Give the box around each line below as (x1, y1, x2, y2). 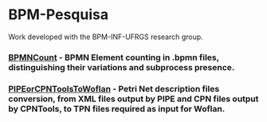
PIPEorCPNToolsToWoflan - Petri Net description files (8, 83, 220, 94)
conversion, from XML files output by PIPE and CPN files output (8, 93, 259, 104)
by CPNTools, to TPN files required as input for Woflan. (8, 103, 226, 114)
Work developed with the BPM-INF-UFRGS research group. (8, 32, 203, 41)
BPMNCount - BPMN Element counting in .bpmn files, (8, 52, 219, 63)
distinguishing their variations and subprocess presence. (8, 61, 235, 73)
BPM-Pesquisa (8, 6, 109, 24)
